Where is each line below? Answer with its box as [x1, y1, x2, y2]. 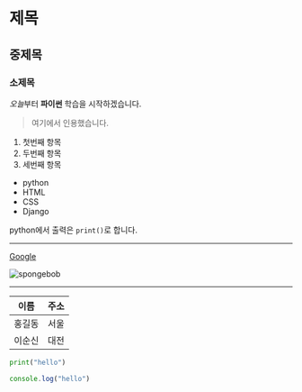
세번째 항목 [22, 159, 62, 169]
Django [22, 205, 49, 216]
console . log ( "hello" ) [9, 374, 91, 383]
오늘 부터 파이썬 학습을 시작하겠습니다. [9, 98, 142, 109]
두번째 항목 [22, 148, 62, 159]
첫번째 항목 [22, 136, 62, 147]
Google [9, 251, 37, 261]
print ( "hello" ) [9, 358, 67, 367]
